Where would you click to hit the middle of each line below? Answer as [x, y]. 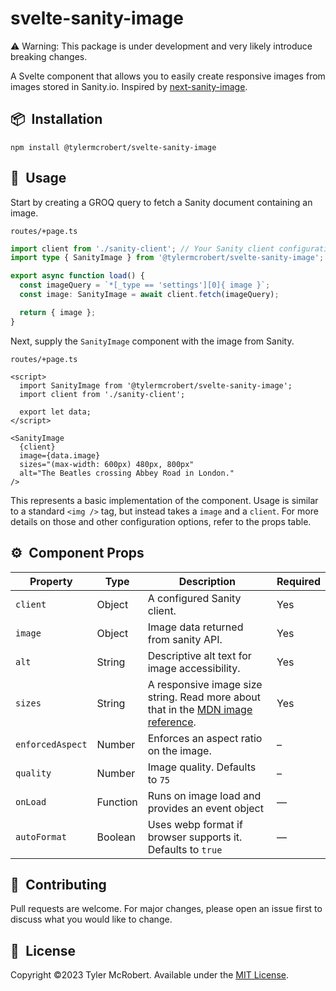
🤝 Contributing [58, 884]
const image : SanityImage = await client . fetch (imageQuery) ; [149, 295]
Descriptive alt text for [199, 655]
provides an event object [205, 808]
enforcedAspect [51, 744]
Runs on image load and [204, 795]
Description [207, 581]
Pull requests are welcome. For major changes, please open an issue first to [166, 909]
